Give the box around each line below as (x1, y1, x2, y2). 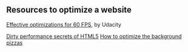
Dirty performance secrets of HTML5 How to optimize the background (6, 33, 182, 40)
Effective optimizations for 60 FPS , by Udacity (6, 21, 121, 28)
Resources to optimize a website (6, 5, 132, 15)
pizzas (6, 39, 23, 46)
